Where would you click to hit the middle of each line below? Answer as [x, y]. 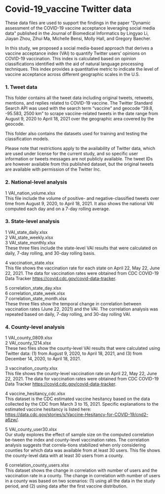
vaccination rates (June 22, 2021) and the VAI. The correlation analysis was [82, 309]
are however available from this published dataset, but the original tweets [80, 164]
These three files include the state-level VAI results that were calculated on [81, 248]
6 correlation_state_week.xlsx [35, 293]
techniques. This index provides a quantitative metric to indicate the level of [82, 69]
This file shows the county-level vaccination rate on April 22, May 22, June [81, 374]
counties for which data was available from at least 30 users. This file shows [82, 451]
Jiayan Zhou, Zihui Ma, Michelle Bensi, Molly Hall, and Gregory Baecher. [78, 38]
